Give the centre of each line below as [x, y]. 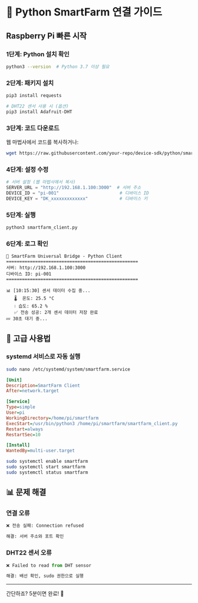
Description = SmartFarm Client [43, 385]
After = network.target [33, 391]
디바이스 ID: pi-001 [29, 274]
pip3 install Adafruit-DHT [39, 112]
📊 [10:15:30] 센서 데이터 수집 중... [48, 291]
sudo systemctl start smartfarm [46, 467]
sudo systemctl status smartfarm [47, 472]
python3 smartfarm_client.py [42, 227]
